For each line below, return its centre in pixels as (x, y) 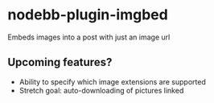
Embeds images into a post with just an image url (89, 37)
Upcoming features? (60, 62)
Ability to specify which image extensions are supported (112, 81)
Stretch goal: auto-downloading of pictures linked (101, 90)
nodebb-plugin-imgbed (88, 15)
